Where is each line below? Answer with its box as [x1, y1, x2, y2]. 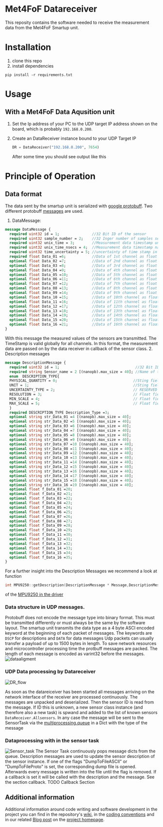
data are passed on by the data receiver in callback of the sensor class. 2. [5, 346, 153, 351]
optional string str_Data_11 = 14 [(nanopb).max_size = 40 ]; [9, 460, 133, 465]
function [5, 573, 22, 579]
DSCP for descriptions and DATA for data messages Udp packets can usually [5, 635, 154, 641]
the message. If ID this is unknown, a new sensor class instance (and [5, 704, 143, 710]
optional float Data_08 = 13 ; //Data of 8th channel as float [9, 286, 158, 291]
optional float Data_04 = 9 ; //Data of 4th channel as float [9, 268, 158, 273]
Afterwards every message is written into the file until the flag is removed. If [5, 769, 157, 775]
